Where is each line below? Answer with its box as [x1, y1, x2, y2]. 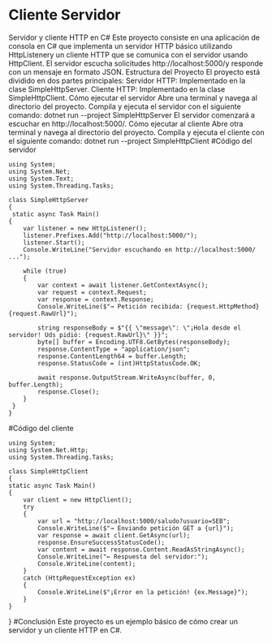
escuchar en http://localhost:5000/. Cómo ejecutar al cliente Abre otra [8, 119, 244, 128]
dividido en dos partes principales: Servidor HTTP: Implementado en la [8, 76, 246, 85]
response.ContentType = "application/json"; [37, 345, 191, 353]
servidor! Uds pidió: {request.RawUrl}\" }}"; [8, 330, 169, 339]
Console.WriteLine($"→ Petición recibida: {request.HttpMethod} [37, 302, 260, 310]
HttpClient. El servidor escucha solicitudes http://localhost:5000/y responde [8, 58, 264, 68]
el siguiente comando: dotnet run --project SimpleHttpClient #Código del [8, 136, 253, 145]
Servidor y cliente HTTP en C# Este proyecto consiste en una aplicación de [8, 32, 261, 42]
